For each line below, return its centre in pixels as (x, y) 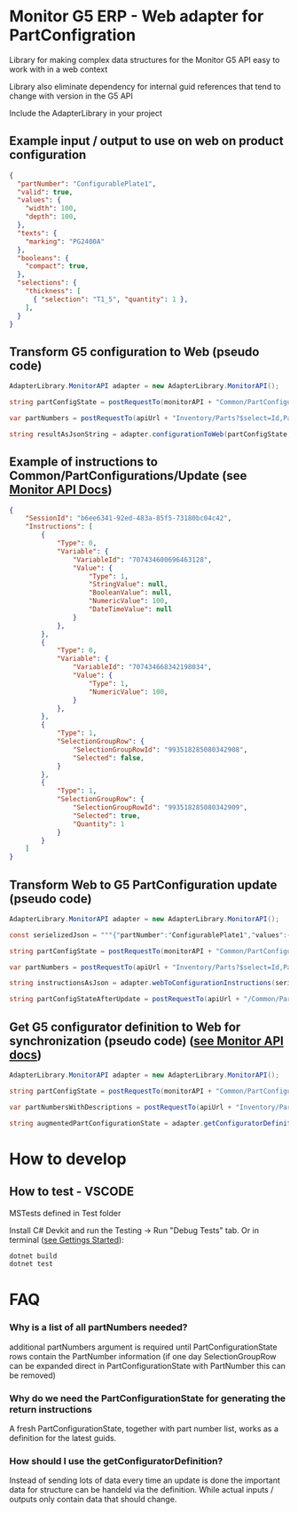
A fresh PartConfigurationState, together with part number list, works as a (144, 1429)
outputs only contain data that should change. (93, 1500)
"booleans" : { (43, 258)
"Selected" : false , (108, 758)
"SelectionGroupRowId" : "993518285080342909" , (160, 808)
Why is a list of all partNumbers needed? (98, 1327)
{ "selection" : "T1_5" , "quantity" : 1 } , (110, 299)
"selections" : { (47, 283)
